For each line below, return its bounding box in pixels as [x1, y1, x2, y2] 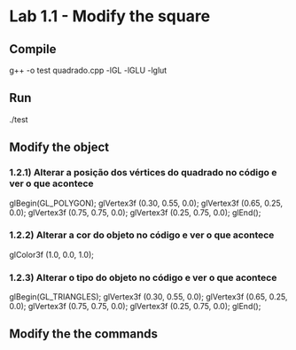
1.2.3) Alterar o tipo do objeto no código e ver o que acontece [9, 271, 277, 284]
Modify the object [9, 140, 110, 155]
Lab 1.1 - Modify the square [9, 6, 211, 27]
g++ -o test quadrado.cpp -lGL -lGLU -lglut [9, 65, 167, 75]
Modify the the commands [9, 326, 158, 342]
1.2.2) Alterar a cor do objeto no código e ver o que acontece [9, 229, 275, 241]
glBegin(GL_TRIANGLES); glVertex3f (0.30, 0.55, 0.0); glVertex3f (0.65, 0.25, [9, 292, 288, 302]
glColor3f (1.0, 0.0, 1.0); [9, 249, 95, 260]
